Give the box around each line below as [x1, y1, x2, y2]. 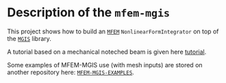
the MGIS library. [7, 34, 51, 42]
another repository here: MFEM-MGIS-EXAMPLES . [7, 68, 135, 76]
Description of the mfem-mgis [7, 5, 170, 20]
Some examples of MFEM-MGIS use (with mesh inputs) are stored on [7, 61, 203, 69]
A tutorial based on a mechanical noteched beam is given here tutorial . [7, 48, 207, 56]
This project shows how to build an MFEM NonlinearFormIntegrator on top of [7, 27, 219, 35]
